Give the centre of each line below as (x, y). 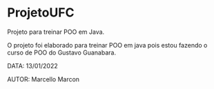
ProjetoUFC (41, 13)
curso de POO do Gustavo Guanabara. (61, 52)
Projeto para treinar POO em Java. (56, 32)
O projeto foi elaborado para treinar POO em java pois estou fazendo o (107, 45)
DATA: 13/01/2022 (32, 66)
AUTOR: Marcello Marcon (43, 79)
